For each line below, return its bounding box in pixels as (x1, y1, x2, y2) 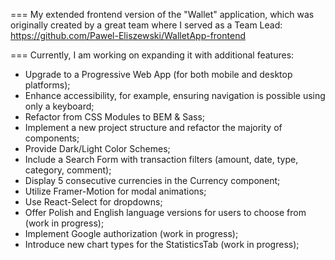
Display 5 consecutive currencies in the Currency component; (24, 175, 281, 186)
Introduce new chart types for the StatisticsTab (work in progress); (24, 239, 300, 250)
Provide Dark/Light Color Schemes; (24, 143, 171, 154)
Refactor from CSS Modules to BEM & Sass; (24, 111, 206, 123)
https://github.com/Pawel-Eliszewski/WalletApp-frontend (10, 30, 246, 41)
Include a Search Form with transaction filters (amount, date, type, (24, 154, 299, 165)
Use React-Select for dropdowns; (24, 196, 163, 208)
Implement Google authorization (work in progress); (24, 228, 239, 239)
